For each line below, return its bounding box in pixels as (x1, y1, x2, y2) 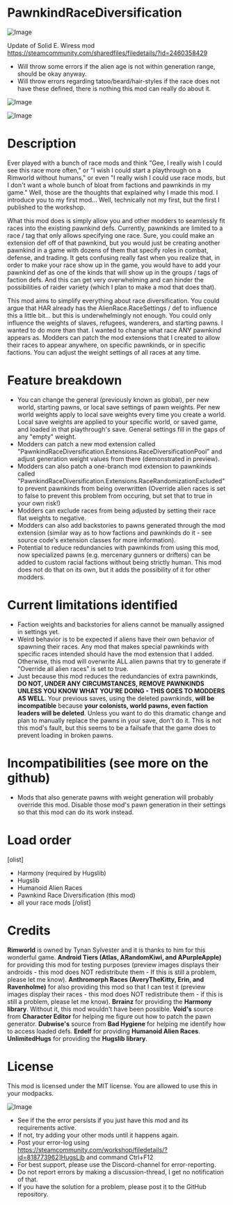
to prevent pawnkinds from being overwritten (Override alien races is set (17, 484, 226, 492)
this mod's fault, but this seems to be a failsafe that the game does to (17, 723, 216, 731)
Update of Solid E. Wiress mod (7, 41, 95, 49)
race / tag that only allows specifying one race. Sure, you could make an (7, 231, 214, 239)
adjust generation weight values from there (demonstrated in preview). (17, 454, 220, 463)
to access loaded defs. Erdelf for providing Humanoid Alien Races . (7, 1027, 200, 1035)
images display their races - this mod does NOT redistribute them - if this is (7, 989, 223, 998)
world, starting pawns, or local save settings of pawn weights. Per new (17, 403, 220, 411)
